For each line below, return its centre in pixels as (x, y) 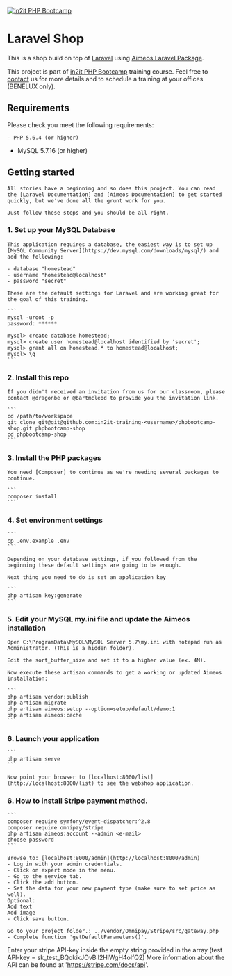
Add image (22, 913)
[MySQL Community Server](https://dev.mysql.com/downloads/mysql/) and (113, 250)
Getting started (41, 173)
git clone (22, 423)
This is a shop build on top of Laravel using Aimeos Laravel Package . (106, 58)
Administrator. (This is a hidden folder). (71, 649)
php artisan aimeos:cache (44, 715)
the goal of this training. (48, 299)
